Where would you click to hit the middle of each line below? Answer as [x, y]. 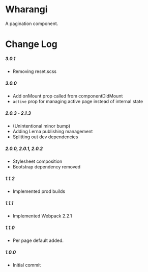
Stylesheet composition [37, 161]
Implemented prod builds [39, 191]
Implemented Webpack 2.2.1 [42, 216]
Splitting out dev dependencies [45, 137]
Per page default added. [38, 240]
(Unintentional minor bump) [41, 126]
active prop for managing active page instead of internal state [78, 102]
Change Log [31, 44]
